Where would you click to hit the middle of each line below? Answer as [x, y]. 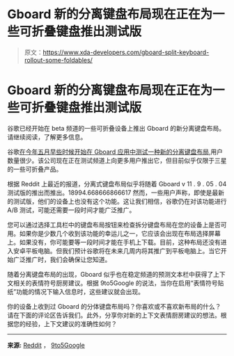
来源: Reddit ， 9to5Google [46, 345]
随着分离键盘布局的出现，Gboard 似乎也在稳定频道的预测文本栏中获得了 [110, 274]
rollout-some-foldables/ [58, 60]
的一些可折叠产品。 [35, 169]
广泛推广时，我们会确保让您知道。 [62, 259]
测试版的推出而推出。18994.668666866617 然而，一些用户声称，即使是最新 [116, 193]
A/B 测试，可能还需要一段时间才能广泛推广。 [71, 210]
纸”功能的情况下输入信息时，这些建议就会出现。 [76, 291]
